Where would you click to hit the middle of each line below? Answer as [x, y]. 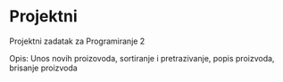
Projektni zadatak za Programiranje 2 [77, 41]
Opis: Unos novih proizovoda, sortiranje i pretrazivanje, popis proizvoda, [142, 58]
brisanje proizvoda [43, 68]
